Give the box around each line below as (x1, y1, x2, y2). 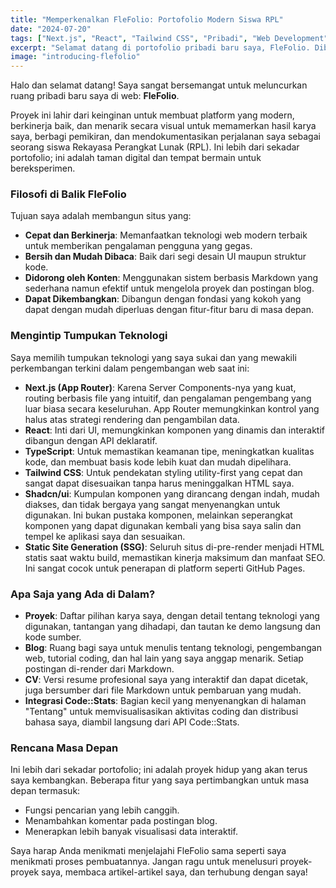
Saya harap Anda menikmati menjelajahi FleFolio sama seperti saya (10, 845, 287, 857)
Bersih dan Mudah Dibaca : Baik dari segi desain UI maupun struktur (24, 251, 307, 263)
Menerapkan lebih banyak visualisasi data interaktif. (24, 826, 239, 838)
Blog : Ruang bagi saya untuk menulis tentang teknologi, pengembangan (24, 642, 322, 654)
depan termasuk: (10, 785, 81, 797)
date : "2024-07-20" (10, 24, 92, 34)
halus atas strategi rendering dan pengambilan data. (24, 413, 240, 425)
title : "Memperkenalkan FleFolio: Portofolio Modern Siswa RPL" (10, 14, 284, 25)
